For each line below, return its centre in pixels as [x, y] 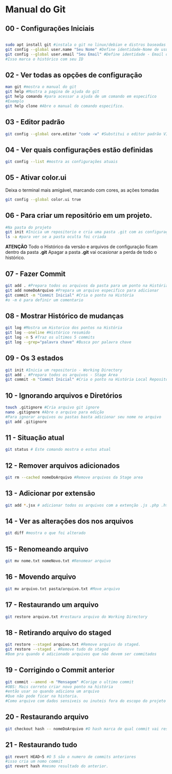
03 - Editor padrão [35, 122]
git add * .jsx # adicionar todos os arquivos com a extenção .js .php [82, 505]
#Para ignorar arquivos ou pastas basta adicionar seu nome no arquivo [83, 417]
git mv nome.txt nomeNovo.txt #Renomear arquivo [58, 561]
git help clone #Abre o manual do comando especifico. [65, 106]
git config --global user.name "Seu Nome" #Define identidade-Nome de [82, 49]
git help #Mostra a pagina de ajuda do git [52, 92]
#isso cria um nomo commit [34, 762]
